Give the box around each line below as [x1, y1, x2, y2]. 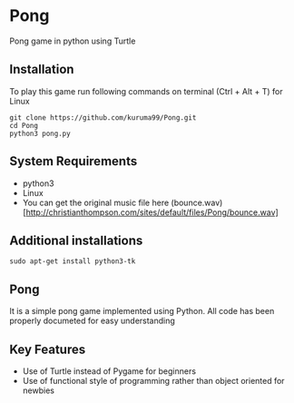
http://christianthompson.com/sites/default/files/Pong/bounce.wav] [25, 206, 279, 218]
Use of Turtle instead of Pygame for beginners [22, 366, 197, 377]
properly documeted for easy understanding [9, 315, 175, 327]
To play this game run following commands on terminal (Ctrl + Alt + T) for [9, 85, 283, 96]
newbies [22, 385, 54, 396]
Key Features [9, 341, 86, 357]
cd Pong [9, 121, 39, 130]
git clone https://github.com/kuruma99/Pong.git [9, 113, 197, 123]
